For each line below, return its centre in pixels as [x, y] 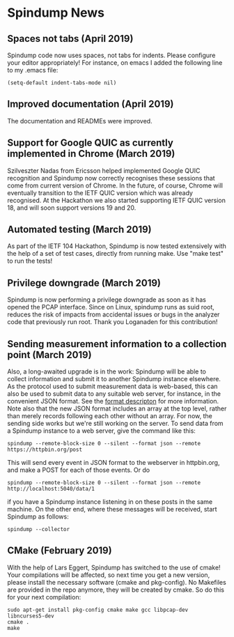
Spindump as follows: [38, 516]
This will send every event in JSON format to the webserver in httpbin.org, [114, 463]
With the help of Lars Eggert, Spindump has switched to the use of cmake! [114, 567]
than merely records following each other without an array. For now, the [110, 416]
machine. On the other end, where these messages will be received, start [112, 509]
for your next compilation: [44, 597]
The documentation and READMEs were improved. [80, 121]
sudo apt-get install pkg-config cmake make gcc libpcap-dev [98, 610]
